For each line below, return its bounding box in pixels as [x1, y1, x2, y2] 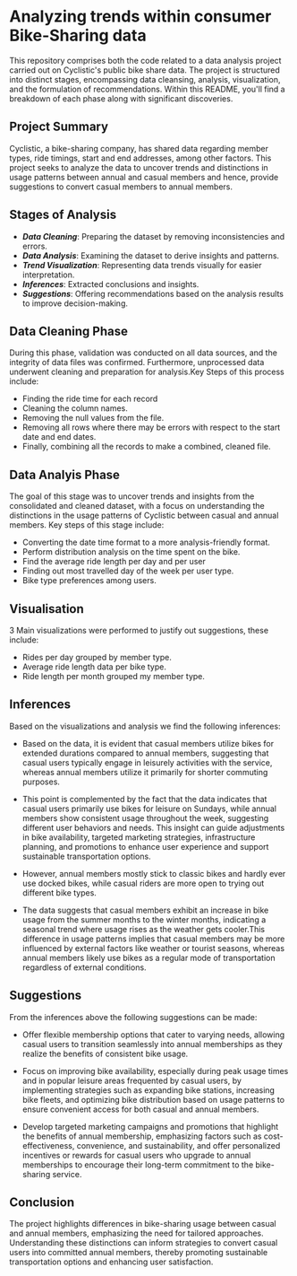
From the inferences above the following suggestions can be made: [9, 1011, 258, 1022]
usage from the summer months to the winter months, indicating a [21, 913, 267, 925]
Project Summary [9, 119, 109, 135]
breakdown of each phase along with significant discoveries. [9, 92, 233, 104]
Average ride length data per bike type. [21, 661, 167, 672]
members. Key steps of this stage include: [9, 520, 165, 530]
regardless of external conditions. [21, 962, 147, 973]
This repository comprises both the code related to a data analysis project [9, 55, 282, 66]
